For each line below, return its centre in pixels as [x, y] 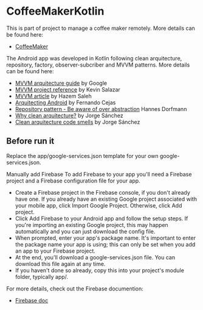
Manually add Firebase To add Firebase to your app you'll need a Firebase [99, 174]
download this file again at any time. [60, 264]
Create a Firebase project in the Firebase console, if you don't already [102, 192]
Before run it [30, 141]
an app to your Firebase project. [55, 251]
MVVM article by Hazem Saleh [53, 96]
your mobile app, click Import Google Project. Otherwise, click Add [98, 205]
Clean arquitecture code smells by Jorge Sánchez [77, 122]
